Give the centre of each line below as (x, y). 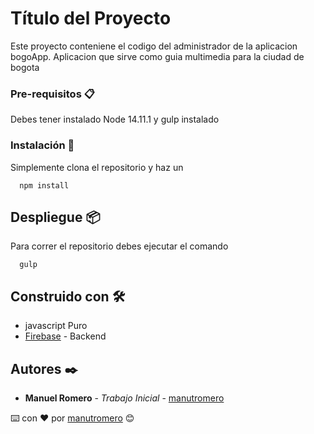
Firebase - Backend (65, 336)
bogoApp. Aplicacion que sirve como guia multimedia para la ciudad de (157, 56)
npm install (44, 185)
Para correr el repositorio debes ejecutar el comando (119, 246)
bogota (25, 67)
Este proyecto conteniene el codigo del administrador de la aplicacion (154, 46)
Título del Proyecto (91, 18)
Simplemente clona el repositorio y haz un (97, 167)
